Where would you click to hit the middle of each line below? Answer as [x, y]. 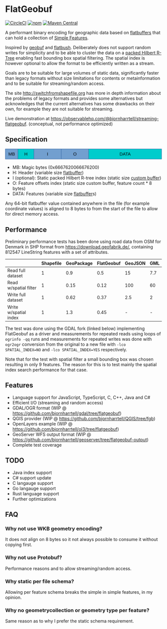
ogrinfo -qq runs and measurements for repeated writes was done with [79, 339]
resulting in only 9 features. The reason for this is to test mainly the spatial [81, 365]
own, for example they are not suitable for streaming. [59, 109]
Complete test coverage [37, 445]
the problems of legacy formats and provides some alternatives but [74, 98]
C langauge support [33, 483]
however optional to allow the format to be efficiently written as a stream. [80, 63]
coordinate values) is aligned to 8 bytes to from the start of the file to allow [82, 209]
